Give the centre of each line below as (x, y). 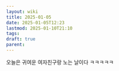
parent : (16, 45)
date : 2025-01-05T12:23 (36, 22)
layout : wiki (22, 12)
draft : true (21, 39)
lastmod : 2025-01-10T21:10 (39, 28)
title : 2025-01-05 (29, 17)
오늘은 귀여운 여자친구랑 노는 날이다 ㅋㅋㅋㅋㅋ (60, 62)
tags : (13, 34)
